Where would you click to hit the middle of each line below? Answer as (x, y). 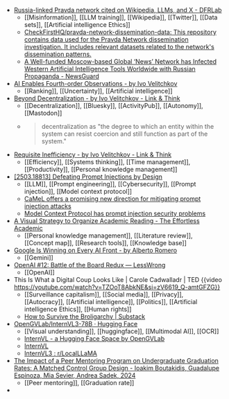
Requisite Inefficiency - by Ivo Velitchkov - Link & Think (93, 154)
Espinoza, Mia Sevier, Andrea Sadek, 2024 (75, 375)
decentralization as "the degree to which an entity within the (128, 126)
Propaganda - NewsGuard (61, 76)
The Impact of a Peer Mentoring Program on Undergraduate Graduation (116, 361)
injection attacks (48, 206)
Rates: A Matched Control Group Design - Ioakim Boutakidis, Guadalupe (117, 368)
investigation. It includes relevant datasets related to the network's (119, 47)
